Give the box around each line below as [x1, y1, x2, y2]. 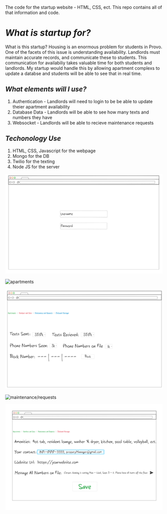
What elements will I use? [5, 85, 86, 93]
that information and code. [5, 10, 60, 16]
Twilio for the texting [12, 158, 55, 164]
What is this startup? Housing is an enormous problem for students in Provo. [5, 44, 162, 50]
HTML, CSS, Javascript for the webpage [12, 148, 96, 154]
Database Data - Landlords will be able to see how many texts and [12, 109, 149, 115]
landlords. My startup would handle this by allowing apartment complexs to [5, 65, 160, 71]
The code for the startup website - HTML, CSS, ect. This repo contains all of [5, 5, 162, 10]
